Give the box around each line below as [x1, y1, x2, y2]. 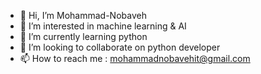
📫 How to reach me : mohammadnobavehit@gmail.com [19, 53, 251, 64]
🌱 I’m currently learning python [19, 31, 148, 42]
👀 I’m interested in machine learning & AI [19, 20, 187, 32]
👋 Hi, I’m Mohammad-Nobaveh [19, 10, 147, 21]
